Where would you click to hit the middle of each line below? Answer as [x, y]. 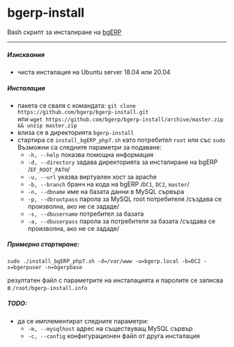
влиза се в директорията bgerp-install [76, 132]
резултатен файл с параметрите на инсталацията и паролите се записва [115, 280]
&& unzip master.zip [47, 126]
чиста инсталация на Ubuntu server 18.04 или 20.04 [94, 72]
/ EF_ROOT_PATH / [49, 169]
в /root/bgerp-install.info [47, 287]
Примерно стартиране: [44, 244]
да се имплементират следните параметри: [83, 321]
